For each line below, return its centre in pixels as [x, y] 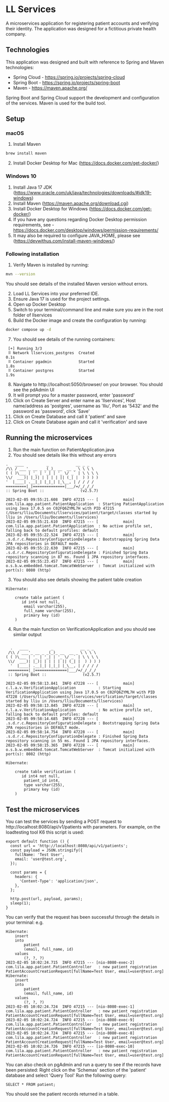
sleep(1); [20, 903]
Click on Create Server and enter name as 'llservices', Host [74, 400]
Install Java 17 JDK [33, 187]
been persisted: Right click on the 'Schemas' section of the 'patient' [76, 1070]
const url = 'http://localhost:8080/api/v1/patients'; [69, 846]
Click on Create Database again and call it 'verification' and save [80, 422]
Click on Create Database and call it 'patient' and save [69, 416]
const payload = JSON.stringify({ [46, 850]
